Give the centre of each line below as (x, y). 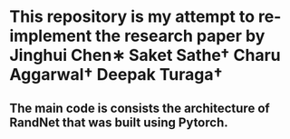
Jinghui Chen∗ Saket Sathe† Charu (145, 55)
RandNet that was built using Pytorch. (119, 122)
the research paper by (180, 36)
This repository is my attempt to (132, 17)
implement (51, 36)
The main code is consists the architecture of (140, 108)
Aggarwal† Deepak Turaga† (116, 75)
